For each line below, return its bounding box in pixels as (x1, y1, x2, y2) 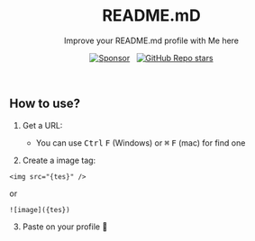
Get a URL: (22, 120, 63, 130)
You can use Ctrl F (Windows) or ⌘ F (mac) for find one (35, 137, 246, 148)
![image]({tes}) (9, 205, 70, 214)
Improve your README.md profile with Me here (63, 35, 240, 46)
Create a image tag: (22, 155, 96, 165)
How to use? (9, 96, 81, 112)
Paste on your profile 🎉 (22, 221, 108, 232)
